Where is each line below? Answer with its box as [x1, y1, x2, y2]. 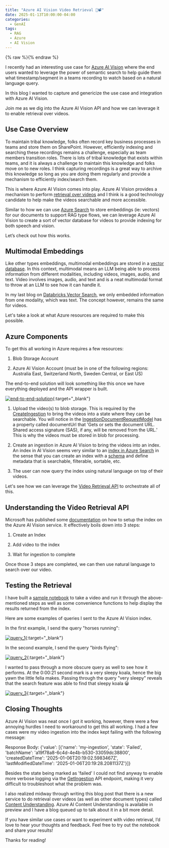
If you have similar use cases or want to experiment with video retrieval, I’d [5, 816, 160, 822]
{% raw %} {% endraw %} [5, 54, 59, 60]
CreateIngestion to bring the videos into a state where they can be [12, 411, 150, 417]
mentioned [5, 600, 28, 606]
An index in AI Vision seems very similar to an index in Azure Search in [12, 448, 159, 454]
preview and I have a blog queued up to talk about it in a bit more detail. [5, 807, 154, 813]
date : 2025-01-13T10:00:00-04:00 [5, 12, 76, 17]
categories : [5, 17, 30, 22]
